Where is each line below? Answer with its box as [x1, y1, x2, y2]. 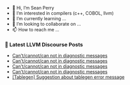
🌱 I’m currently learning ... [12, 16, 67, 21]
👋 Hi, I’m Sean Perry [12, 5, 54, 11]
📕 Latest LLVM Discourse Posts [5, 41, 83, 48]
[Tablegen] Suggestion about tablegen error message [12, 74, 125, 80]
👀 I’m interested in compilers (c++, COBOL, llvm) [12, 10, 114, 16]
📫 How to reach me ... [12, 27, 59, 32]
